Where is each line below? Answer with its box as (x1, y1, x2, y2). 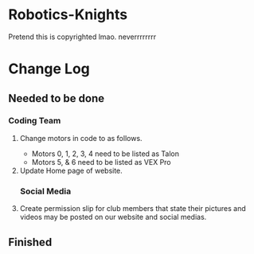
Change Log (8, 60, 90, 78)
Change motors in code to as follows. (19, 133, 143, 143)
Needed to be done (8, 92, 105, 105)
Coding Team (8, 115, 61, 127)
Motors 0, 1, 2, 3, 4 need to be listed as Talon (31, 149, 179, 158)
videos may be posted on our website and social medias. (19, 213, 207, 222)
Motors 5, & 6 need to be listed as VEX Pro (31, 157, 171, 166)
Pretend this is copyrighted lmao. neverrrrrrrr (8, 32, 157, 41)
